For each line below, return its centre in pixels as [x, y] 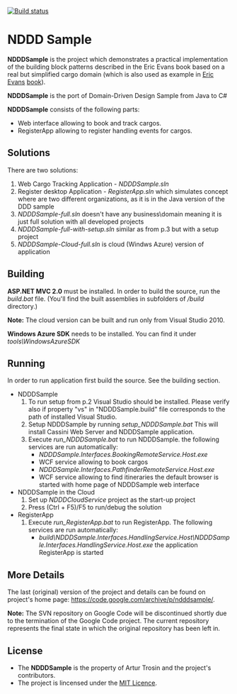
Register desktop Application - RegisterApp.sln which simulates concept [123, 191]
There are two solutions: [43, 170]
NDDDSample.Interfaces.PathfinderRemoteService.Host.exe [127, 470]
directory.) [22, 306]
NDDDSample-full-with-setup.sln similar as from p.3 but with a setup [118, 229]
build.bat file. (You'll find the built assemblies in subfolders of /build [106, 299]
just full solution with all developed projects [81, 221]
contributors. [36, 675]
